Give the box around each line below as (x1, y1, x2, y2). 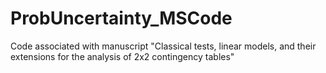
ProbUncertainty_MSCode (10, 7, 233, 30)
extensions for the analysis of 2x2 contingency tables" (10, 50, 235, 62)
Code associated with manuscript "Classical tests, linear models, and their (10, 40, 317, 52)
